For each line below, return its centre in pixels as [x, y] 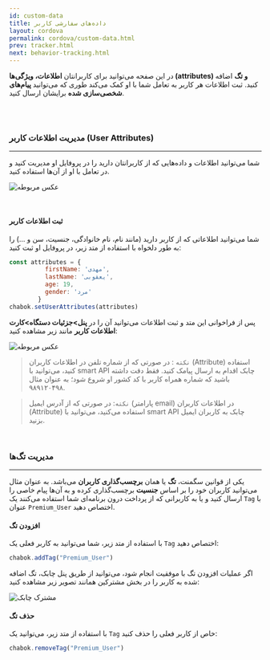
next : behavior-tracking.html [60, 53]
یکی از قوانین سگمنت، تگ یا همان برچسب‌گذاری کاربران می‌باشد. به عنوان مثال [127, 481]
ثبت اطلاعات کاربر [36, 221]
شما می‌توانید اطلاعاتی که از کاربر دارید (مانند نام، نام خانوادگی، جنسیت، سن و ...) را [134, 238]
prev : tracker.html [42, 46]
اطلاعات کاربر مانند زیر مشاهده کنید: [64, 331]
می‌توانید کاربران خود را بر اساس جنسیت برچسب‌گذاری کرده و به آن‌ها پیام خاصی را [133, 490]
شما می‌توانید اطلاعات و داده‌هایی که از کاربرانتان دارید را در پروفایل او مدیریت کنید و [134, 163]
